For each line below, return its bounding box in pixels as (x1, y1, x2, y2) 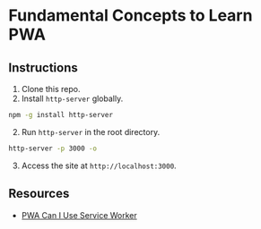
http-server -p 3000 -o (8, 144, 98, 153)
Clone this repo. (21, 84, 81, 94)
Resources (8, 186, 70, 201)
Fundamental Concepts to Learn (8, 5, 253, 26)
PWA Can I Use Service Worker (21, 209, 137, 220)
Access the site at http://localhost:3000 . (21, 160, 177, 171)
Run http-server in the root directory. (21, 126, 161, 137)
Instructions (8, 60, 78, 75)
